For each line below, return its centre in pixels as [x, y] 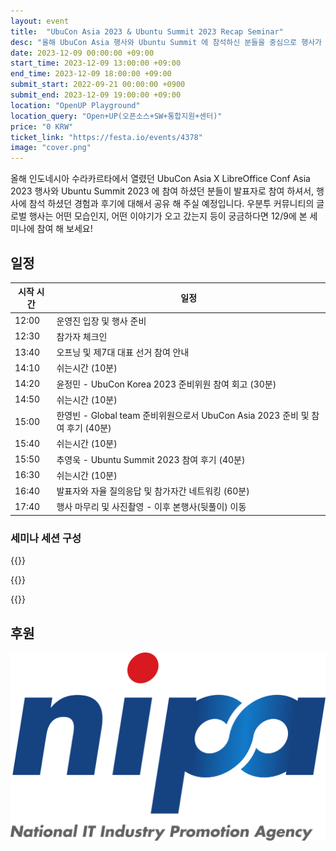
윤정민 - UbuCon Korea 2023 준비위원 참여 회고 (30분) [166, 384]
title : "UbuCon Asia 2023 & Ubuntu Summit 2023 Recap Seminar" [147, 31]
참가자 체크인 [82, 336]
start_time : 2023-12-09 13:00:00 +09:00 [96, 63]
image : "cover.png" [51, 148]
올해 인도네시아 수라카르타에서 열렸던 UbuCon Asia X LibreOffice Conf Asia [160, 179]
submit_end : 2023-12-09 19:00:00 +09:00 [96, 95]
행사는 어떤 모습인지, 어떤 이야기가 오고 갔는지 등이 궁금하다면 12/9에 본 [168, 216]
